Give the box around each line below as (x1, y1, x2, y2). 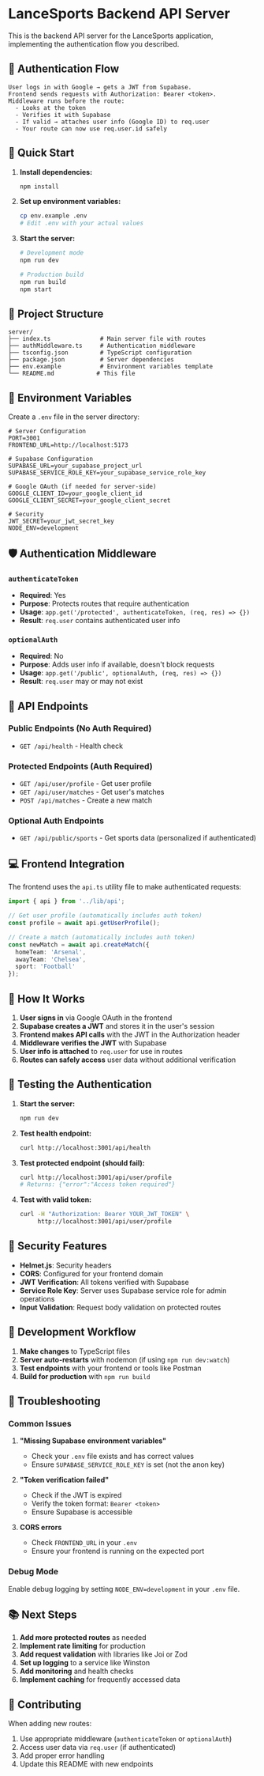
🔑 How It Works (8, 992, 85, 1005)
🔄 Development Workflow (8, 1325, 136, 1339)
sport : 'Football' (15, 962, 76, 971)
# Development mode (19, 249, 84, 257)
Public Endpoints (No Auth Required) (8, 723, 152, 734)
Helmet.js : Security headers (19, 1260, 112, 1270)
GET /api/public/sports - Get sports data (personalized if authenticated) (19, 833, 257, 843)
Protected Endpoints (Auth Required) (8, 761, 153, 772)
